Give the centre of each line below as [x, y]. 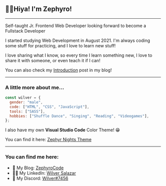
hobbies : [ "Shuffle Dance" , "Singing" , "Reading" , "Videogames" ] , [79, 116]
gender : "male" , [26, 102]
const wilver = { [23, 98]
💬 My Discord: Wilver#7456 [40, 178]
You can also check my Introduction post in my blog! [59, 70]
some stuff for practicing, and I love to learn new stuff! [61, 45]
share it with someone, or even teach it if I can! [53, 60]
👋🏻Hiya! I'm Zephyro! [39, 9]
